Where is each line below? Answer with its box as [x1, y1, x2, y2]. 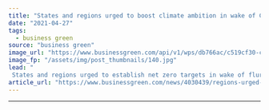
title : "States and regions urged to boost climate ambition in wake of [8, 11, 256, 20]
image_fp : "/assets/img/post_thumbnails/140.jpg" [8, 57, 178, 65]
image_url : [8, 49, 45, 57]
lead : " [8, 64, 34, 72]
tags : [8, 26, 26, 34]
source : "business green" [8, 41, 94, 49]
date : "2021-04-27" [8, 19, 74, 27]
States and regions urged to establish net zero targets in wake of [11, 71, 246, 79]
